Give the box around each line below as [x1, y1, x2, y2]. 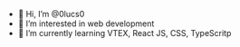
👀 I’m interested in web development [17, 18, 155, 29]
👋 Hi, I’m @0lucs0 [17, 9, 85, 19]
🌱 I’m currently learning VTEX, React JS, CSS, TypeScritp [17, 28, 232, 38]
